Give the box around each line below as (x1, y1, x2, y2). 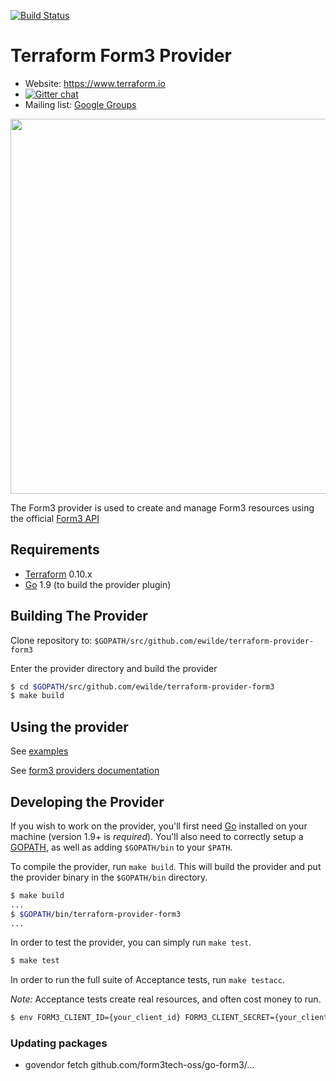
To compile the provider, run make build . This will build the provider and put (10, 860, 322, 872)
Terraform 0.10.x (24, 568, 93, 580)
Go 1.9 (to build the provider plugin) (24, 578, 172, 590)
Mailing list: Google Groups (24, 98, 137, 110)
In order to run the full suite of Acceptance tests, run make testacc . (10, 974, 285, 986)
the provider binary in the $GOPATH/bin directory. (10, 871, 208, 883)
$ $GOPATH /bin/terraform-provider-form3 (10, 909, 182, 919)
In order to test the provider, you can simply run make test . (10, 936, 252, 949)
